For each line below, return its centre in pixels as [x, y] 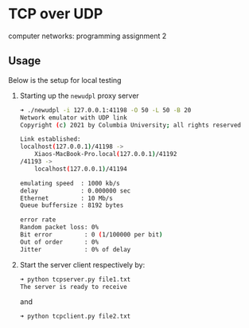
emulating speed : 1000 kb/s [70, 183]
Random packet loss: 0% [59, 228]
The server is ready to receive [73, 287]
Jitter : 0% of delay [75, 249]
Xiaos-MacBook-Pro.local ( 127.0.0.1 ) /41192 [106, 154]
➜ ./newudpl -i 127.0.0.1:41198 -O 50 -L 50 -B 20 [105, 110]
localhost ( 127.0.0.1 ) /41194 [81, 169]
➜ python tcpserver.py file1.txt [75, 279]
